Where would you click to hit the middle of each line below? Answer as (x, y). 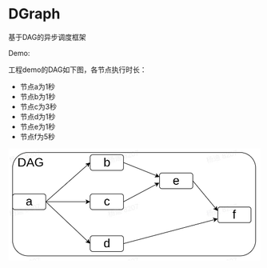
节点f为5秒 (38, 136)
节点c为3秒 (38, 106)
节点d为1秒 (38, 116)
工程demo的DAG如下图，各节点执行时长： (78, 70)
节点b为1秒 (38, 96)
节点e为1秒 (38, 126)
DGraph (34, 14)
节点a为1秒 (38, 86)
